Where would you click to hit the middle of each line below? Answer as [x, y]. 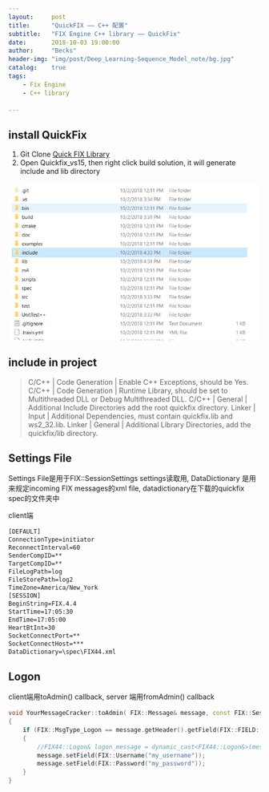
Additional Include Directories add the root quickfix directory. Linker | [142, 407]
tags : [17, 76]
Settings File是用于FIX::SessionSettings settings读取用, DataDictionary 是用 [132, 479]
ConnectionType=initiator [51, 540]
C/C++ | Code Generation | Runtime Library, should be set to [128, 390]
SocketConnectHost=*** [46, 644]
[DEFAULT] [25, 532]
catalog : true [37, 68]
